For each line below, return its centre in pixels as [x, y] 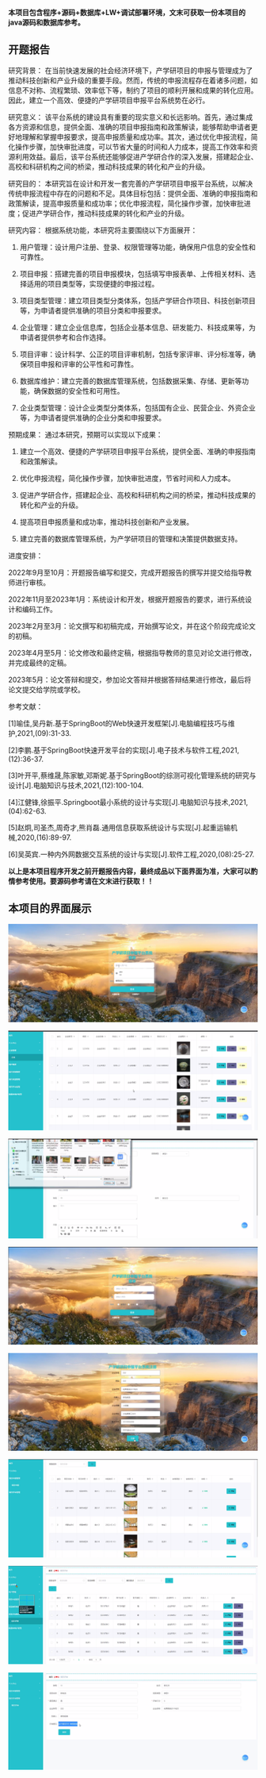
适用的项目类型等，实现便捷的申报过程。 [93, 283]
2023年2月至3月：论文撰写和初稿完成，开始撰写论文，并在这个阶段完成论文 [132, 625]
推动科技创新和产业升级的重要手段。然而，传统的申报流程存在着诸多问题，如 [133, 80]
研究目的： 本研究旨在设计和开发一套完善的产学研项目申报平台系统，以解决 [131, 183]
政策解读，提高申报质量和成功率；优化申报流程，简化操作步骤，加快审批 [126, 203]
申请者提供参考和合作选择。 [65, 337]
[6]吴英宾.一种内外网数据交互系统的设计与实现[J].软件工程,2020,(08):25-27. [131, 854]
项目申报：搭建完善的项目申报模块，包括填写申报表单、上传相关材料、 [134, 274]
